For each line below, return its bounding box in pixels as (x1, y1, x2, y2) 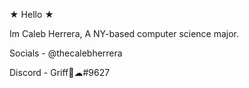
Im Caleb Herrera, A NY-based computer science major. (9, 28, 240, 39)
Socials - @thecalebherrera (9, 47, 123, 59)
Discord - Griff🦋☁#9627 (9, 67, 111, 78)
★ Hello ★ (9, 9, 54, 20)
